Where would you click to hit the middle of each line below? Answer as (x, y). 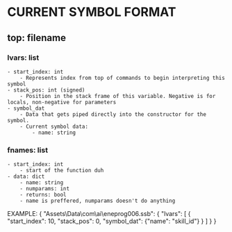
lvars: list (23, 58)
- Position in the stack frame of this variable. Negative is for (118, 96)
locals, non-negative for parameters (62, 102)
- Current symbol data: (54, 126)
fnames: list (28, 150)
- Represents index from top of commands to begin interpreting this (123, 78)
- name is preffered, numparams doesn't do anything (98, 201)
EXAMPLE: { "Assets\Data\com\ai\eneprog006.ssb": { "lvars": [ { (99, 214)
